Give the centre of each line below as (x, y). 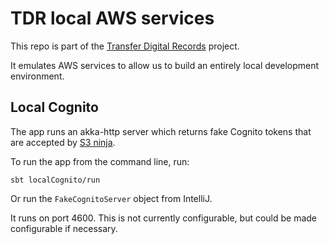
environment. (37, 76)
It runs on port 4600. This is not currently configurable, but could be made (164, 218)
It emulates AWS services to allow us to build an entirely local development (165, 65)
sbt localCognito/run (55, 180)
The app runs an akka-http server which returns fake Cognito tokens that (161, 131)
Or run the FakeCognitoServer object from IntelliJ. (111, 198)
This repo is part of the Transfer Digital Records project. (125, 46)
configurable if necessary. (64, 228)
